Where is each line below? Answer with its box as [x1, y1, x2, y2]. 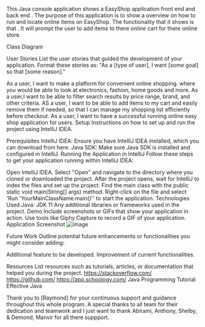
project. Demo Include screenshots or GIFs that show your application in [6, 208, 188, 215]
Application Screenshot [6, 220, 65, 228]
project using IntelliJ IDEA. [6, 126, 73, 132]
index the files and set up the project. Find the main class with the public [6, 182, 189, 189]
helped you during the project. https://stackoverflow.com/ [6, 269, 152, 276]
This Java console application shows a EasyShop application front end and [6, 6, 196, 12]
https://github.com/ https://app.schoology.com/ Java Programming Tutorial [6, 276, 196, 283]
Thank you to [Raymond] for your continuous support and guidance [6, 294, 177, 301]
